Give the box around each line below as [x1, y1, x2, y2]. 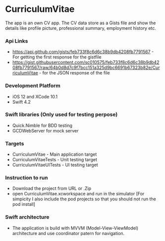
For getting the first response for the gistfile [12, 54, 102, 60]
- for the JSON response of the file [39, 70, 110, 76]
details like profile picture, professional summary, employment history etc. [5, 25, 156, 31]
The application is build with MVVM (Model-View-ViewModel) [12, 225, 139, 231]
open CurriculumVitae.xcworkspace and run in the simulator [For [12, 191, 145, 197]
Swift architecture [5, 214, 50, 221]
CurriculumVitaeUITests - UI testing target [12, 162, 98, 168]
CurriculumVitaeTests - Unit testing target [12, 157, 98, 163]
